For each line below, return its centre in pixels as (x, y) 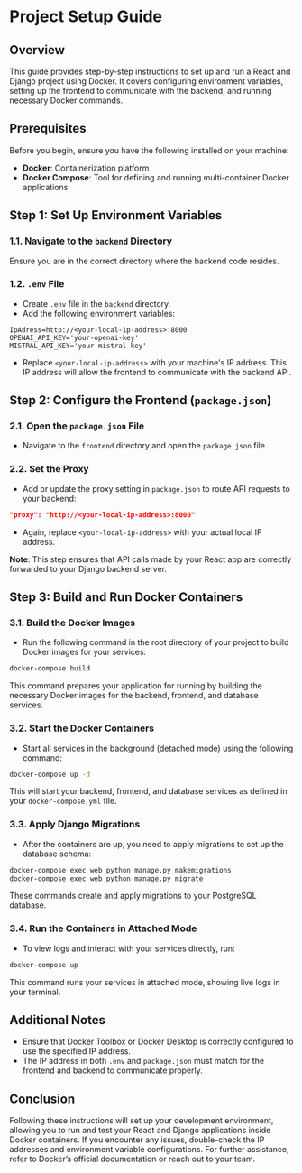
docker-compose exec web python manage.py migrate (106, 878)
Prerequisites (48, 129)
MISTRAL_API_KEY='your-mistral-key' (78, 346)
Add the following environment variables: (99, 313)
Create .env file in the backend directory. (96, 303)
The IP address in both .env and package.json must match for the (143, 1061)
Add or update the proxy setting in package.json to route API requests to (156, 488)
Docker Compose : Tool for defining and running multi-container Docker (156, 177)
